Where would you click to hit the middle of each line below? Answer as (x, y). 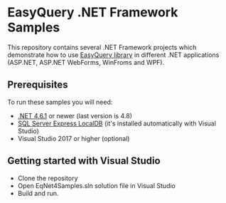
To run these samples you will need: (60, 102)
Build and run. (38, 193)
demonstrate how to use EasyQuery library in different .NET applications (113, 55)
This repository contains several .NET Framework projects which (102, 47)
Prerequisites (38, 85)
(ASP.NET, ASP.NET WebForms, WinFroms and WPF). (86, 62)
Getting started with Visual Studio (84, 161)
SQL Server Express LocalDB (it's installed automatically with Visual (117, 123)
